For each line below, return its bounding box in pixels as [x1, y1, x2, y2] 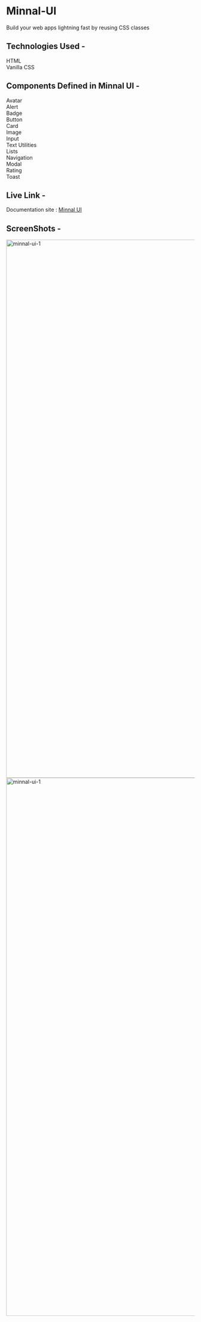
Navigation [6, 154, 33, 161]
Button [6, 115, 23, 123]
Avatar [6, 97, 23, 104]
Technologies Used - [6, 41, 86, 51]
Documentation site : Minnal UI [6, 206, 82, 213]
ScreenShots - [6, 223, 62, 234]
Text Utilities [6, 141, 37, 148]
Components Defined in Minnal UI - [6, 81, 140, 91]
